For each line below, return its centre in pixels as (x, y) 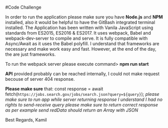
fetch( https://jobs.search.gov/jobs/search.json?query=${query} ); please (82, 94)
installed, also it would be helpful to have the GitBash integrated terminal (80, 22)
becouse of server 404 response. (40, 79)
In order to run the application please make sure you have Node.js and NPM (84, 17)
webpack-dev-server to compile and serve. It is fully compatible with (76, 38)
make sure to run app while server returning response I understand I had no (84, 99)
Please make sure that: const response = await (54, 89)
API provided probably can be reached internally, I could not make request (82, 74)
